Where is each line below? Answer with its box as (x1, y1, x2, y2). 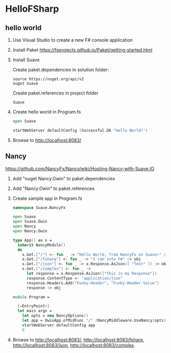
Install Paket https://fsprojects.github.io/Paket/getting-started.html (12, 47, 153, 53)
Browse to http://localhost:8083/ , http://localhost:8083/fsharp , (12, 337, 144, 343)
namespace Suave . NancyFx (12, 205, 66, 210)
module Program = (12, 294, 50, 299)
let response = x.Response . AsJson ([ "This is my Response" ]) (26, 271, 157, 276)
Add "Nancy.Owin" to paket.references (12, 185, 95, 192)
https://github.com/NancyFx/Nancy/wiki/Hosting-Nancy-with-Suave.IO (5, 166, 155, 172)
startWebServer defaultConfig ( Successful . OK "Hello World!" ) (12, 128, 148, 133)
